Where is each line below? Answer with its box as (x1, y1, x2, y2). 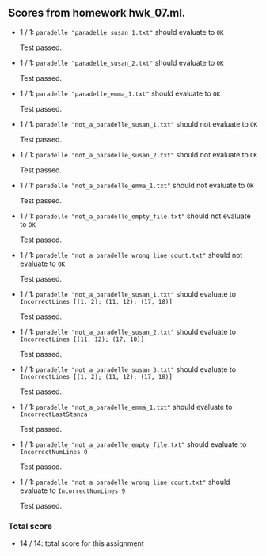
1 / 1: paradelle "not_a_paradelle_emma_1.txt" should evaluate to (19, 402, 233, 411)
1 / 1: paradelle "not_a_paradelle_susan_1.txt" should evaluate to (19, 289, 236, 299)
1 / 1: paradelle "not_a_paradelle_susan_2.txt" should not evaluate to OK (19, 149, 258, 159)
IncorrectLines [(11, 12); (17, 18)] (19, 335, 145, 343)
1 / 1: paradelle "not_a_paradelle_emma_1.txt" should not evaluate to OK (19, 180, 255, 190)
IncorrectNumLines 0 (19, 448, 88, 456)
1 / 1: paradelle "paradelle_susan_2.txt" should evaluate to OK (19, 58, 224, 67)
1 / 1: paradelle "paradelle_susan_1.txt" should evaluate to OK (19, 27, 224, 36)
